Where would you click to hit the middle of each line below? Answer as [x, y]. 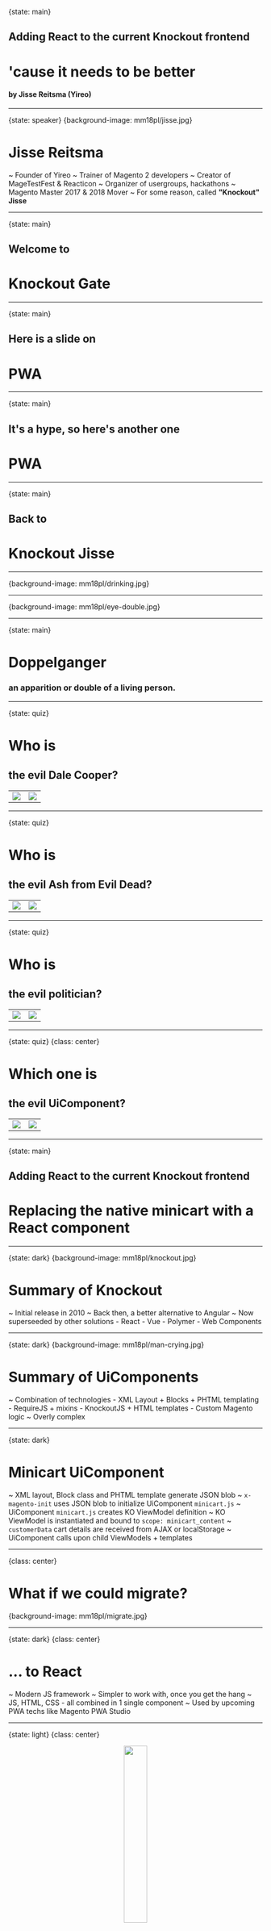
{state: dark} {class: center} [54, 1639]
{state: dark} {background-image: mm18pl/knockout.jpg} [102, 1257]
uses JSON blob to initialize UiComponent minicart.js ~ [147, 1503]
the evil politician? [55, 995]
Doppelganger [58, 663]
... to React [45, 1672]
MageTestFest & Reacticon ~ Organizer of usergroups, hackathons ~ [122, 183]
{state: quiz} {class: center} [54, 1041]
